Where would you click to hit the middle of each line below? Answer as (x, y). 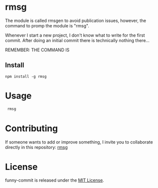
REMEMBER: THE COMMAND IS (37, 50)
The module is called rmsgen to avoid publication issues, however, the (76, 21)
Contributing (31, 128)
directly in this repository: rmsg (37, 147)
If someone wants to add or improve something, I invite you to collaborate (79, 142)
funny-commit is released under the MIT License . (55, 180)
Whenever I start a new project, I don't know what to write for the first (75, 35)
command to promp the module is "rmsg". (47, 25)
